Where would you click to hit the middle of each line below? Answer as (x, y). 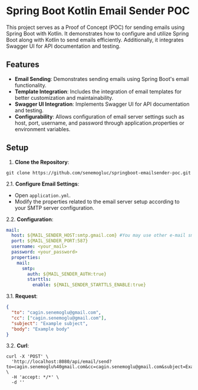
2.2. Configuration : (30, 219)
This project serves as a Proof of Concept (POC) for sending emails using (95, 27)
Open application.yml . (42, 195)
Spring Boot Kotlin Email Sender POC (98, 11)
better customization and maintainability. (64, 97)
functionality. (30, 85)
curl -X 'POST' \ (27, 357)
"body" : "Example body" (40, 329)
